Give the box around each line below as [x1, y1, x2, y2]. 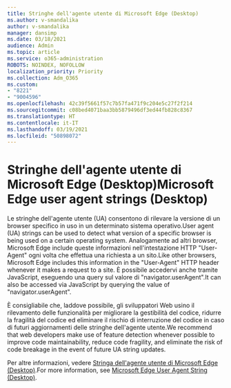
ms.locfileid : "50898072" [7, 132, 81, 139]
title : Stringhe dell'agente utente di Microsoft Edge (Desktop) [7, 10, 199, 17]
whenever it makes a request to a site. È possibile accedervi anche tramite [7, 266, 219, 274]
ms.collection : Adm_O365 [7, 74, 79, 82]
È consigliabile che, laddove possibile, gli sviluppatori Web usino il [7, 302, 195, 310]
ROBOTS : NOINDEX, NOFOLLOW [7, 62, 85, 68]
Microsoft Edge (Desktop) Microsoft [7, 177, 214, 192]
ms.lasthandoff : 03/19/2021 [7, 126, 88, 133]
